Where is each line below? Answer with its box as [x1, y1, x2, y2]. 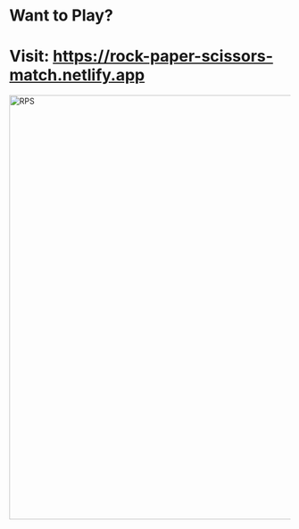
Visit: [9, 46, 50, 67]
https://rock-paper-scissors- [53, 46, 274, 67]
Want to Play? [9, 5, 113, 26]
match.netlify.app [9, 65, 145, 86]
